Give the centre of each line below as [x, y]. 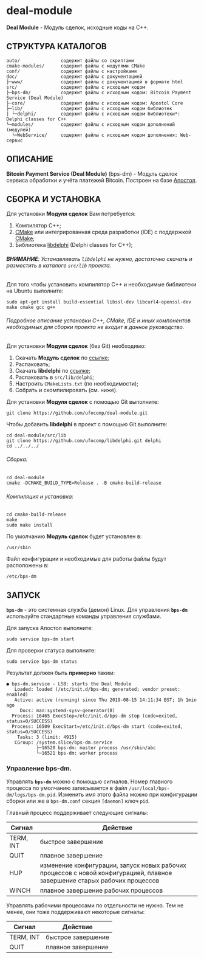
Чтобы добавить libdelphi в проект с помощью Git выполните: [87, 424]
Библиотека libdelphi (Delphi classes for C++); [74, 245]
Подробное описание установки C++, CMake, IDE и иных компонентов [99, 320]
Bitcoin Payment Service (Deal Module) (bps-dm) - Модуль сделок [92, 173]
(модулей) [19, 130]
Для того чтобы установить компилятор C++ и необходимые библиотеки [101, 284]
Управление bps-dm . [39, 768]
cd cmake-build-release [36, 514]
